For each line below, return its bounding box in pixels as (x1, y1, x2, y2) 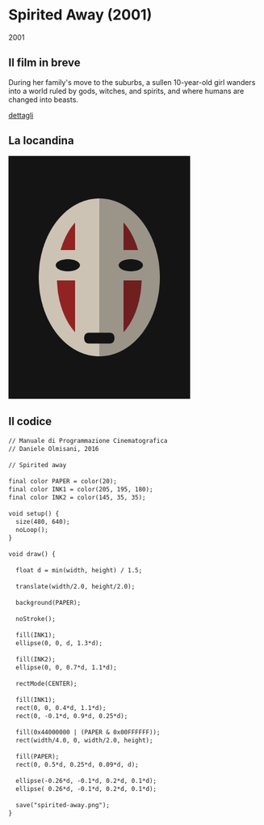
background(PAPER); (15, 599, 82, 607)
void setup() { (8, 510, 60, 518)
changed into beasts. (8, 95, 79, 104)
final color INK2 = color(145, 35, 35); (8, 494, 147, 502)
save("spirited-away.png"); (15, 802, 111, 810)
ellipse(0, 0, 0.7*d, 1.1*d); (15, 664, 117, 672)
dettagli (8, 110, 34, 120)
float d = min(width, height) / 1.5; (15, 567, 143, 575)
